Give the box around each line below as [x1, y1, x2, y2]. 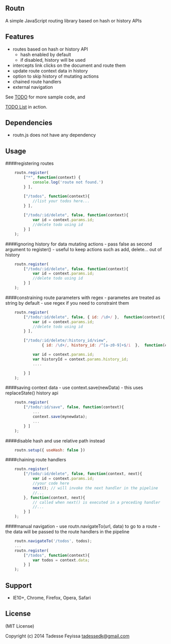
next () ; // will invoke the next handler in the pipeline [32, 485, 158, 490]
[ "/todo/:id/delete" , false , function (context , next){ [23, 472, 142, 477]
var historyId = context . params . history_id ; [32, 357, 129, 362]
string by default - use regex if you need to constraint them [5, 300, 129, 306]
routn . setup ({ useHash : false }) [14, 448, 85, 453]
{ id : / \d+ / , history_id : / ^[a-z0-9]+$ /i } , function [41, 343, 163, 348]
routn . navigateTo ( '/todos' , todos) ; [14, 538, 93, 543]
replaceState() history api [5, 390, 59, 396]
